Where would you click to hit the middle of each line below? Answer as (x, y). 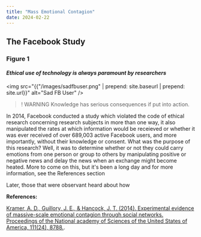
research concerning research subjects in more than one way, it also (91, 122)
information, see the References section (55, 173)
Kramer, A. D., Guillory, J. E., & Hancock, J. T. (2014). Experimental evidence (100, 208)
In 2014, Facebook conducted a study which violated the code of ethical (95, 116)
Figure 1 (18, 59)
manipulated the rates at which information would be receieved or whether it (100, 129)
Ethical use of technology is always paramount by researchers (86, 73)
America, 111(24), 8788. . (36, 227)
